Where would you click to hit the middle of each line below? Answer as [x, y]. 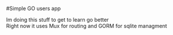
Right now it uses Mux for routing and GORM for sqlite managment [87, 26]
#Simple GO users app [34, 8]
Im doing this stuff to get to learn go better [57, 20]
